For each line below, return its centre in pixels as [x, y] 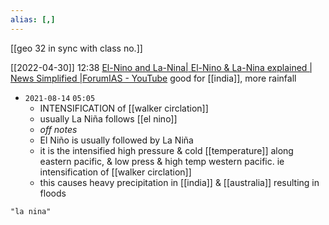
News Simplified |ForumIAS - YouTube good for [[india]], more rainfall [153, 78]
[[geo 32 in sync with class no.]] [76, 48]
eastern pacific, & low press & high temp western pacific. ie [162, 161]
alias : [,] [33, 19]
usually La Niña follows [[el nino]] [108, 118]
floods [53, 193]
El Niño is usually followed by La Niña [116, 140]
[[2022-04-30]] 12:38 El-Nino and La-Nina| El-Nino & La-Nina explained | [161, 67]
